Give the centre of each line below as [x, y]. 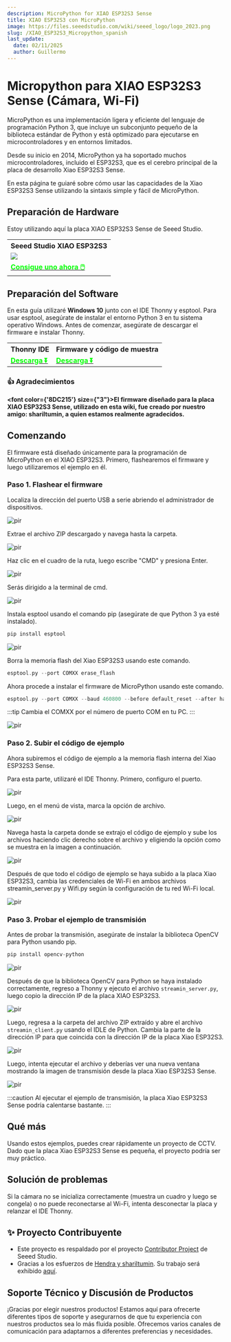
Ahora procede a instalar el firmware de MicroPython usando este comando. [115, 686]
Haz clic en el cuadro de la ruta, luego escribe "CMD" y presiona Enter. [108, 560]
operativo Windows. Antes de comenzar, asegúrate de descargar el [102, 325]
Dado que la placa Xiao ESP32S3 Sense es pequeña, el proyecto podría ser [114, 1150]
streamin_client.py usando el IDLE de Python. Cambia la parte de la [104, 1029]
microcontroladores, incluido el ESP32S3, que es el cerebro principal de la [112, 162]
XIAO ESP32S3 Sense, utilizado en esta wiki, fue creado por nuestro [106, 407]
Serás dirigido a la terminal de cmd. [57, 587]
